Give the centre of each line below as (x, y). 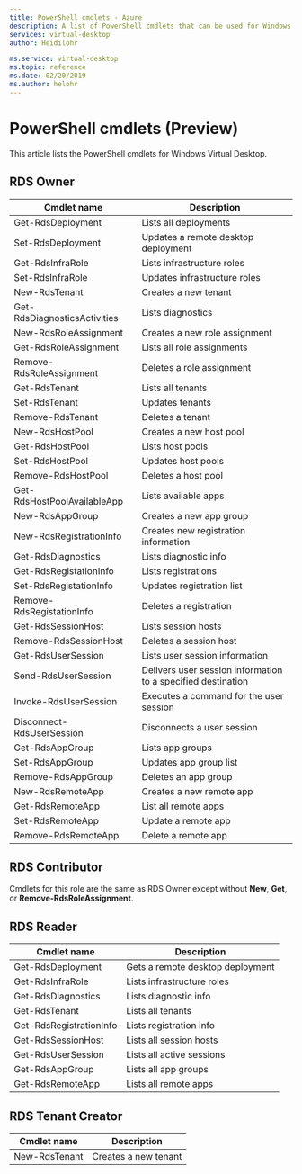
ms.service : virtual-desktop (64, 59)
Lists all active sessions (175, 1055)
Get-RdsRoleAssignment (67, 347)
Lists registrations (179, 570)
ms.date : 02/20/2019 (48, 76)
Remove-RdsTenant (56, 417)
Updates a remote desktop (198, 237)
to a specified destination (195, 681)
